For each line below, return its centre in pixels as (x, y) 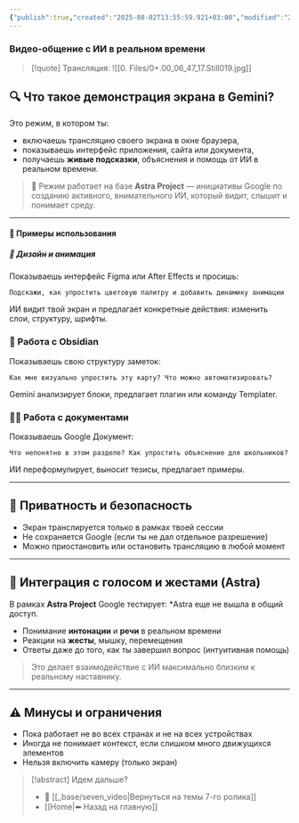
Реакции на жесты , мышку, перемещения (102, 640)
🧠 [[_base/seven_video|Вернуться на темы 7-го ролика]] (150, 797)
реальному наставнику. (76, 676)
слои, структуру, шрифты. (59, 319)
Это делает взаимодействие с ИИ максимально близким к (143, 667)
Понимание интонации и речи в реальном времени (121, 631)
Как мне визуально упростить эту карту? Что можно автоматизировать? (141, 378)
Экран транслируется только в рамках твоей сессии (123, 527)
